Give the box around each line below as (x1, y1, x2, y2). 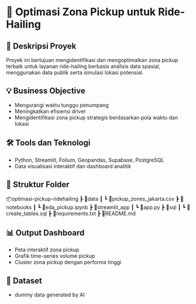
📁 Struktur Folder (6, 180, 70, 190)
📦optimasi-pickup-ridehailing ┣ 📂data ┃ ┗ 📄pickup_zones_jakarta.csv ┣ (6, 196, 180, 203)
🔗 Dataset (6, 275, 43, 286)
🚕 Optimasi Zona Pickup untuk (6, 5, 156, 19)
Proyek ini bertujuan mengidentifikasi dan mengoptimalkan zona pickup (6, 57, 178, 63)
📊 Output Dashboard (6, 228, 85, 238)
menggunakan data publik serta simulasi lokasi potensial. (6, 69, 144, 76)
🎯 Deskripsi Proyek (6, 41, 77, 51)
